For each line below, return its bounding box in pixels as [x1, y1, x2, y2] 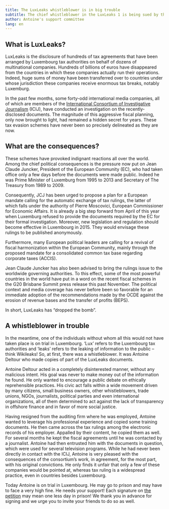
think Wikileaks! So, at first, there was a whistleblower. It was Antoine [5, 351, 149, 357]
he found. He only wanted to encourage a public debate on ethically [5, 376, 146, 383]
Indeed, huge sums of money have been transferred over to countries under [5, 75, 163, 81]
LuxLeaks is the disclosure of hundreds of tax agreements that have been [5, 53, 158, 59]
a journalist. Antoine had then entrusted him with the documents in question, [5, 440, 163, 446]
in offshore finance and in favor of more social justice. [5, 404, 117, 410]
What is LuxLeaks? [5, 40, 66, 48]
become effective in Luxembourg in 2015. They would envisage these [5, 224, 149, 230]
